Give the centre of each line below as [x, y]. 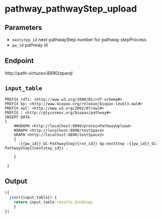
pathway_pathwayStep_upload [71, 9]
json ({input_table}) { [33, 198]
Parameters [23, 28]
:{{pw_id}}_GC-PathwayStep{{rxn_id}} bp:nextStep [71, 144]
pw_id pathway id [30, 45]
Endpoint [19, 61]
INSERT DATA [17, 117]
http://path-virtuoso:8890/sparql [39, 73]
